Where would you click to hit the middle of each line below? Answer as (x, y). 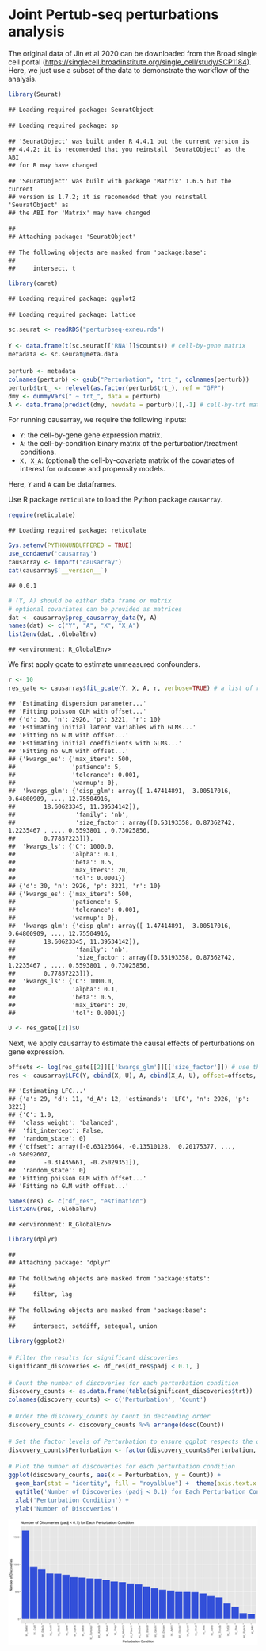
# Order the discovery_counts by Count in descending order (110, 1417)
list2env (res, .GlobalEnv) (53, 1209)
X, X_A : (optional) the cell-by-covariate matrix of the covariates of (127, 460)
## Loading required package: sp (63, 125)
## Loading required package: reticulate (78, 531)
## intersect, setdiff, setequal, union (83, 1326)
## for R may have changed (53, 165)
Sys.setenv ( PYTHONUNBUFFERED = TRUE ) (70, 545)
